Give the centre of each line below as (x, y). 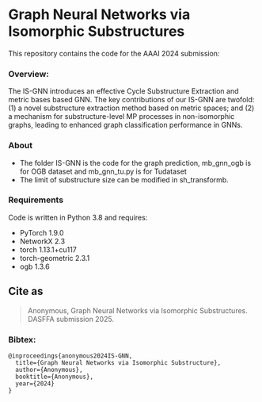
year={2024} (35, 383)
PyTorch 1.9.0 (42, 232)
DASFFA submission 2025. (71, 319)
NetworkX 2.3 (42, 241)
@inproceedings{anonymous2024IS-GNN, (70, 356)
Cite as (26, 291)
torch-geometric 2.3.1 (55, 258)
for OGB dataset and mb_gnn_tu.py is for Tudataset (103, 171)
